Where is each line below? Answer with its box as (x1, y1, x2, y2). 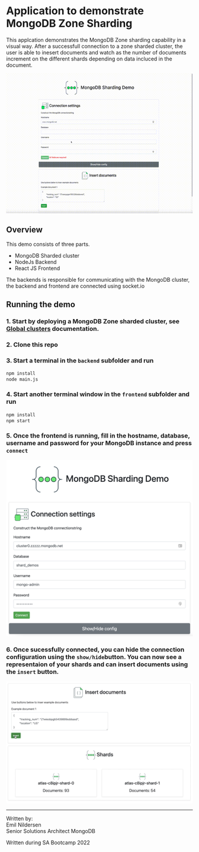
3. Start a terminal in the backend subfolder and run (6, 356, 154, 365)
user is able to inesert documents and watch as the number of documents (6, 49, 187, 56)
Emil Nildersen (6, 821, 41, 828)
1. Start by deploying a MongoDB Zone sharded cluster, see (6, 317, 179, 326)
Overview (6, 225, 43, 235)
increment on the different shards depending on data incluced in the (6, 55, 173, 62)
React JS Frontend (14, 265, 60, 272)
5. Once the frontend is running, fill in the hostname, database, (6, 431, 190, 439)
